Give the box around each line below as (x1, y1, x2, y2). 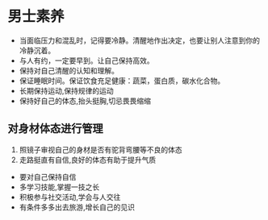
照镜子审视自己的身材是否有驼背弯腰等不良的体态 (19, 144, 182, 154)
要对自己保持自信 (19, 172, 77, 181)
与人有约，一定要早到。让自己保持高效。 (19, 56, 154, 65)
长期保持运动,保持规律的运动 (19, 85, 114, 95)
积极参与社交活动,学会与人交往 (19, 192, 121, 201)
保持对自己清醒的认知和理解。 (19, 65, 119, 75)
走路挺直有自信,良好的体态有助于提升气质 (19, 155, 157, 164)
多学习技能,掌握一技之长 (19, 182, 100, 192)
